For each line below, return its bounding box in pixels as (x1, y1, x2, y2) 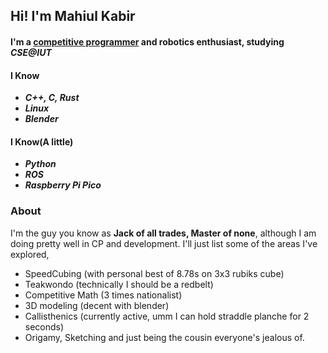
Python (24, 158, 57, 170)
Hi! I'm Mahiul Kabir (10, 8, 136, 25)
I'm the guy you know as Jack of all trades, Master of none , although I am (10, 227, 317, 239)
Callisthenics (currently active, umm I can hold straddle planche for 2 (24, 310, 310, 322)
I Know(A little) (10, 135, 74, 148)
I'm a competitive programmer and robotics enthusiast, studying (10, 35, 285, 48)
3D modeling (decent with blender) (24, 299, 170, 311)
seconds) (24, 320, 65, 333)
